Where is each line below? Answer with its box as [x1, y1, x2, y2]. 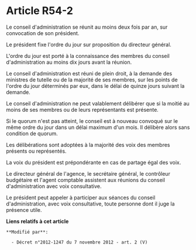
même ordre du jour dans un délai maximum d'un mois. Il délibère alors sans [6, 124, 190, 131]
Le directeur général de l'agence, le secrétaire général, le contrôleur [6, 170, 171, 177]
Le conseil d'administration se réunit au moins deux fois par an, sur [6, 23, 168, 30]
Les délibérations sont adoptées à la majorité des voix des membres [6, 141, 170, 148]
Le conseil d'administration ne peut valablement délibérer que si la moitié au [6, 100, 190, 107]
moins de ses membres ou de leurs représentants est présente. [6, 106, 159, 113]
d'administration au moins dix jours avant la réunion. [6, 59, 132, 66]
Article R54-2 [6, 4, 73, 18]
